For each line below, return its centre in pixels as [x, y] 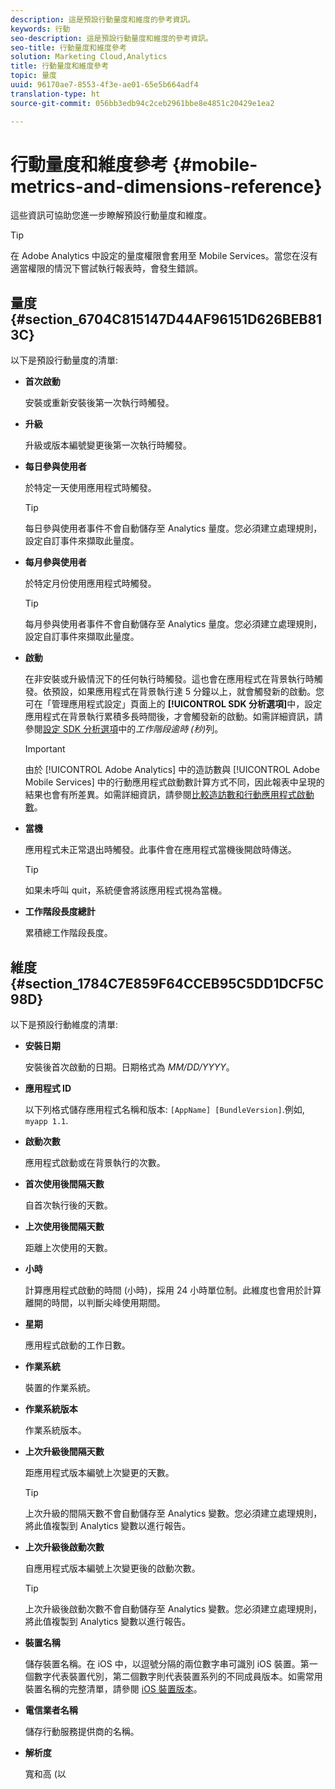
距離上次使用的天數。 [68, 1248]
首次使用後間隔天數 [64, 1184]
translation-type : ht [55, 94]
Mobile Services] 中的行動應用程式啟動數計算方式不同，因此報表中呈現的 [174, 782]
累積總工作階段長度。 [68, 933]
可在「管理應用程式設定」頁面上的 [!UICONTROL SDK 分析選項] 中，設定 [173, 704]
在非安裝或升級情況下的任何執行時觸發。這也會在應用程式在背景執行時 [169, 679]
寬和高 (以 [45, 1774]
